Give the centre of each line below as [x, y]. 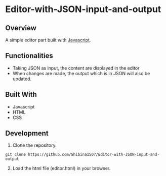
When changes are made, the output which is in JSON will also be [81, 73]
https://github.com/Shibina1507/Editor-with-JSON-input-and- [93, 155]
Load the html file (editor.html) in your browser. [61, 168]
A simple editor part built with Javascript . [48, 40]
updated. [22, 79]
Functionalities [29, 56]
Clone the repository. [34, 145]
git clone [16, 155]
